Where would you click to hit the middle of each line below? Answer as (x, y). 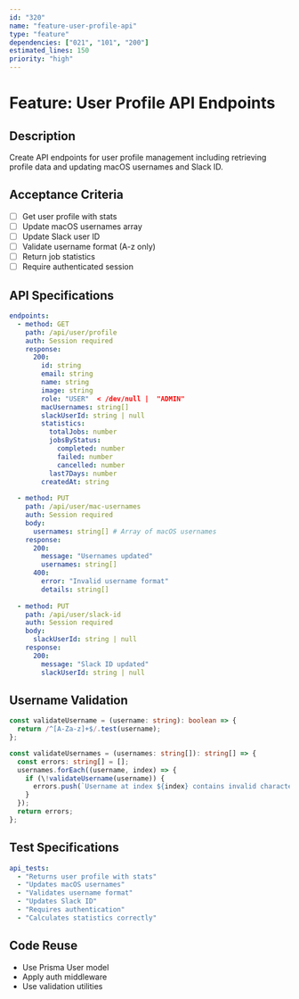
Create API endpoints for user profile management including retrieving (138, 157)
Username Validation (69, 700)
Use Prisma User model (65, 967)
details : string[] (75, 590)
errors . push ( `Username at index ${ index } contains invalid (144, 787)
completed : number (91, 449)
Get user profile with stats (69, 216)
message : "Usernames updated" (97, 557)
